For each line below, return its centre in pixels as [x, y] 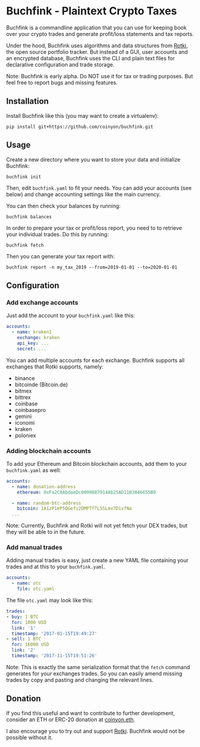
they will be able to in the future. [46, 532]
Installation [27, 101]
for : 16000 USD [30, 645]
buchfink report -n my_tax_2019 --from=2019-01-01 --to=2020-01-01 [92, 267]
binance [25, 378]
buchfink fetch [25, 245]
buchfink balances [29, 217]
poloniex [25, 435]
